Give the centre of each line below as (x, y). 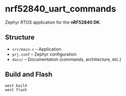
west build (16, 85)
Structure (20, 37)
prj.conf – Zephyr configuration (44, 54)
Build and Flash (29, 75)
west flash (16, 90)
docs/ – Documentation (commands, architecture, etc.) (67, 59)
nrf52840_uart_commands (61, 9)
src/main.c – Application (37, 49)
